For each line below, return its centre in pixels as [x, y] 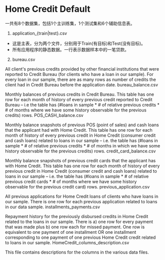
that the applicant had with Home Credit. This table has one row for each [79, 130]
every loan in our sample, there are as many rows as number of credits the [81, 79]
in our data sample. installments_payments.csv [52, 207]
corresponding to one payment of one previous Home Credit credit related [81, 237]
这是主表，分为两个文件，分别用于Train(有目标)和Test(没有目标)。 [79, 43]
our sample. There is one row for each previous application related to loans [81, 201]
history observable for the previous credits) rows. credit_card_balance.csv [81, 151]
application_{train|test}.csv [40, 33]
